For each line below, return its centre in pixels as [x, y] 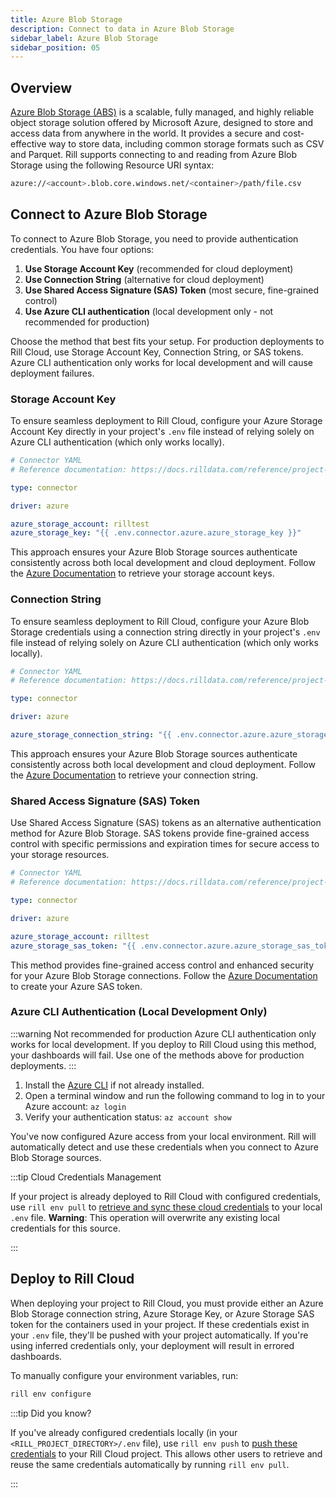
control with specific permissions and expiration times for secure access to [165, 844]
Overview [41, 87]
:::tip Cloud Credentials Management [86, 1177]
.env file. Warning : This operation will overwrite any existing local [145, 1217]
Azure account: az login [75, 1106]
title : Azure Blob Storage [66, 19]
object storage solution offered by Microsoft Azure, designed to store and [162, 123]
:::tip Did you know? [51, 1413]
